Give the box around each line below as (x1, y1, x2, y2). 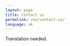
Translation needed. (5, 36, 48, 42)
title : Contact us (5, 12, 44, 17)
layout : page (5, 7, 33, 13)
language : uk (5, 21, 33, 27)
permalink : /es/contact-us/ (5, 17, 65, 22)
